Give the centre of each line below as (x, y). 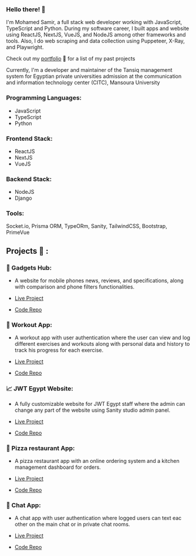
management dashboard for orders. (58, 467)
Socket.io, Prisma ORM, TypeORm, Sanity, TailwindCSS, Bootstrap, (87, 226)
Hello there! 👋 (26, 9)
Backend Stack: (29, 179)
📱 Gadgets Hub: (29, 267)
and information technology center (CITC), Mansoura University (83, 82)
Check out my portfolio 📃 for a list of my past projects (71, 59)
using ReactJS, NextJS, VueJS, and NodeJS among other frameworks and (96, 35)
